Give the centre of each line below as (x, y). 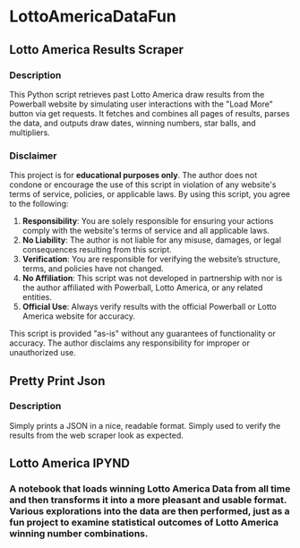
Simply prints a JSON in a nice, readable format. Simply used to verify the (145, 425)
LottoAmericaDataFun (93, 17)
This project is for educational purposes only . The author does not (133, 176)
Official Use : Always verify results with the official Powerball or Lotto (150, 307)
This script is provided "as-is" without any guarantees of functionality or (142, 334)
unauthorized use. (43, 353)
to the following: (39, 204)
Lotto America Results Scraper (96, 50)
